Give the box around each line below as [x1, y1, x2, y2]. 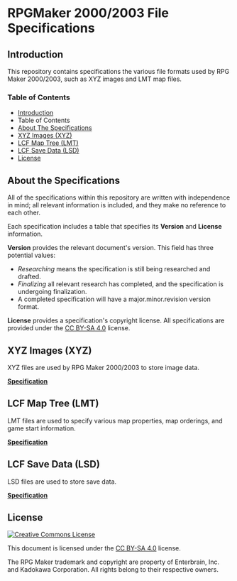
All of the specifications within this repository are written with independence [7, 193, 231, 202]
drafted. [17, 272, 41, 281]
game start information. [7, 424, 76, 433]
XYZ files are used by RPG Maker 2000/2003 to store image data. [7, 363, 200, 371]
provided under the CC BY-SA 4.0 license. [7, 324, 131, 332]
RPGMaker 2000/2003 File [7, 5, 169, 21]
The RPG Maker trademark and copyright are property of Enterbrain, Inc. [7, 558, 220, 566]
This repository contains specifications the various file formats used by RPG [7, 67, 230, 75]
